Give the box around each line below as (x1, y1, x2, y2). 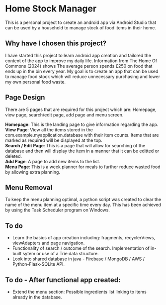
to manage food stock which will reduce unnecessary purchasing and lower (5, 73, 161, 80)
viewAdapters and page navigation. (12, 240, 85, 246)
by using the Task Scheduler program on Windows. (5, 207, 110, 213)
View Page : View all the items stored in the (5, 126, 93, 132)
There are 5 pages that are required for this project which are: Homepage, (5, 106, 157, 112)
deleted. (5, 153, 22, 159)
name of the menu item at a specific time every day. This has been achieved (5, 202, 162, 208)
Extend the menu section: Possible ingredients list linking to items (12, 289, 147, 295)
